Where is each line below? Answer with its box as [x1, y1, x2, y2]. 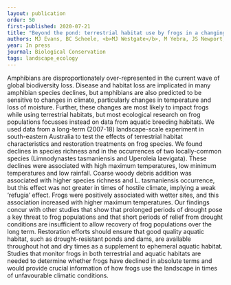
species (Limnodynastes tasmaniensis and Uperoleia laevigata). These [7, 154, 207, 162]
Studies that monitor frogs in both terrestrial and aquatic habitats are [7, 249, 201, 257]
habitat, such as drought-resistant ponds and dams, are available [7, 235, 191, 243]
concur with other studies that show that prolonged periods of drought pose [7, 205, 223, 213]
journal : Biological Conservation [7, 49, 107, 56]
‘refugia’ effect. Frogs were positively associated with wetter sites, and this [7, 191, 219, 199]
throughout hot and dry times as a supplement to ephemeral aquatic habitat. [7, 242, 223, 250]
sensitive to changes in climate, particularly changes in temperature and [7, 96, 212, 104]
